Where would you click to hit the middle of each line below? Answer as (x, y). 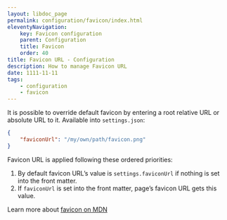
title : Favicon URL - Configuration (61, 60)
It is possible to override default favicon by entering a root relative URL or (113, 113)
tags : (15, 79)
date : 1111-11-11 (33, 73)
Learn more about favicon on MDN (57, 209)
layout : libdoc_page (38, 14)
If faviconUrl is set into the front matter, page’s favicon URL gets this (117, 188)
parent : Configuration (53, 40)
